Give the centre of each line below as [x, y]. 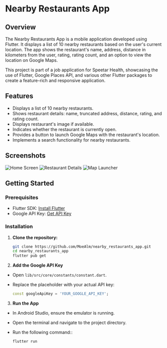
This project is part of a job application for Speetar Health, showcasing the [82, 70]
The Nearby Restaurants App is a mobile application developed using [76, 39]
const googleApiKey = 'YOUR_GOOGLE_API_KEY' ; [60, 294]
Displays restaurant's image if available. [53, 124]
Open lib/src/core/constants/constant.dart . [60, 275]
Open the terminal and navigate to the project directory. [70, 323]
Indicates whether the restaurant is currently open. [65, 129]
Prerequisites [22, 197]
